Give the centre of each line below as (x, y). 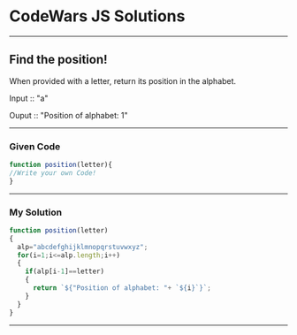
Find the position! (58, 60)
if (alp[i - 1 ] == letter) (65, 271)
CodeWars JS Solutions (97, 16)
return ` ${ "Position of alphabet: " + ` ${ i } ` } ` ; (122, 288)
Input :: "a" (29, 98)
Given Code (35, 146)
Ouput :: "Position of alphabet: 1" (69, 115)
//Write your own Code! (53, 173)
